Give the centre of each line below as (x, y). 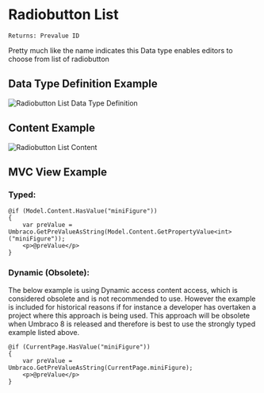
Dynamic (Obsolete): (49, 273)
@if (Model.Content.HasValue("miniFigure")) (83, 211)
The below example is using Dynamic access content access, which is (123, 290)
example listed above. (44, 332)
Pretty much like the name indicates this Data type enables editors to (121, 50)
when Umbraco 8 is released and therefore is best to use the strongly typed (132, 324)
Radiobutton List (63, 15)
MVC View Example (58, 172)
